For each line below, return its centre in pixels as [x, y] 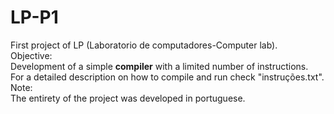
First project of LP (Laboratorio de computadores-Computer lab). [144, 45]
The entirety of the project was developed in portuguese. [128, 98]
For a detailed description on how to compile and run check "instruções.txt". [167, 77]
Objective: [31, 55]
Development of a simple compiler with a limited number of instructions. [159, 66]
